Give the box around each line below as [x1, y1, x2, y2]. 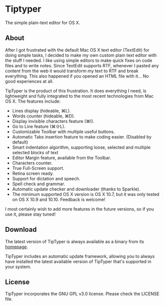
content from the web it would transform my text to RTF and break [5, 68, 139, 74]
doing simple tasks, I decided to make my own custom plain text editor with [5, 52, 157, 58]
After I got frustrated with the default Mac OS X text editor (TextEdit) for [5, 47, 150, 53]
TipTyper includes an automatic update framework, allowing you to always [5, 253, 155, 259]
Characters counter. [12, 160, 53, 166]
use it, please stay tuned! [5, 211, 56, 217]
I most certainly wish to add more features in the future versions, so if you [5, 206, 154, 212]
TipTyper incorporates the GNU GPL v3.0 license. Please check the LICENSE [5, 291, 160, 297]
